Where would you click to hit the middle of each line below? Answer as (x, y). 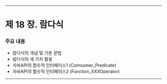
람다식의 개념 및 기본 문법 (37, 53)
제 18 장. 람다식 (34, 25)
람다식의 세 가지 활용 (32, 59)
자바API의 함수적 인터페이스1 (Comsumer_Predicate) (64, 65)
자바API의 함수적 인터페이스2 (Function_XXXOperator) (66, 72)
